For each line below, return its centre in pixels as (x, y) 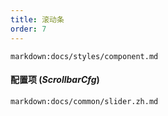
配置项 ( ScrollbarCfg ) (55, 80)
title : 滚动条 (37, 19)
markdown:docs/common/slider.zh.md (84, 101)
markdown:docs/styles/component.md (84, 56)
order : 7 (28, 29)
